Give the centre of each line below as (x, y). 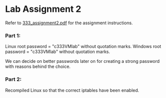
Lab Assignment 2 (43, 9)
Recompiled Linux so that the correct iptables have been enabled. (72, 90)
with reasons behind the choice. (38, 67)
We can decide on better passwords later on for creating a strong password (83, 61)
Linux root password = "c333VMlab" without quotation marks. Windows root (83, 47)
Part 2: (13, 79)
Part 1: (13, 36)
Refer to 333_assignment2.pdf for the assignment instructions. (69, 23)
